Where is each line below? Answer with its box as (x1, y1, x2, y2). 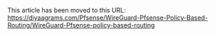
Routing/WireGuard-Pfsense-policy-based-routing (7, 21, 155, 29)
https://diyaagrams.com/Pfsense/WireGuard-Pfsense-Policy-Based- (7, 13, 209, 22)
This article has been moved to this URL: (7, 6, 126, 14)
